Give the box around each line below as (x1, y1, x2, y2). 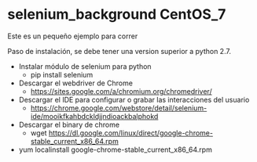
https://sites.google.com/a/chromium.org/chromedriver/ (30, 86, 213, 95)
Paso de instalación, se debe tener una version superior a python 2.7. (7, 46, 231, 56)
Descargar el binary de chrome (18, 120, 119, 129)
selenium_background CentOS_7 (7, 5, 226, 23)
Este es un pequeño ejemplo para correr (7, 31, 138, 41)
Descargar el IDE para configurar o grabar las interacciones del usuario (18, 95, 250, 104)
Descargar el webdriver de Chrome (18, 78, 133, 88)
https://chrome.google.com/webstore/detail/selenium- (30, 103, 207, 113)
